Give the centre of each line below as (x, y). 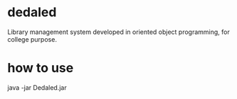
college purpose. (32, 39)
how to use (41, 68)
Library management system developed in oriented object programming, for (118, 32)
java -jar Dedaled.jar (37, 87)
